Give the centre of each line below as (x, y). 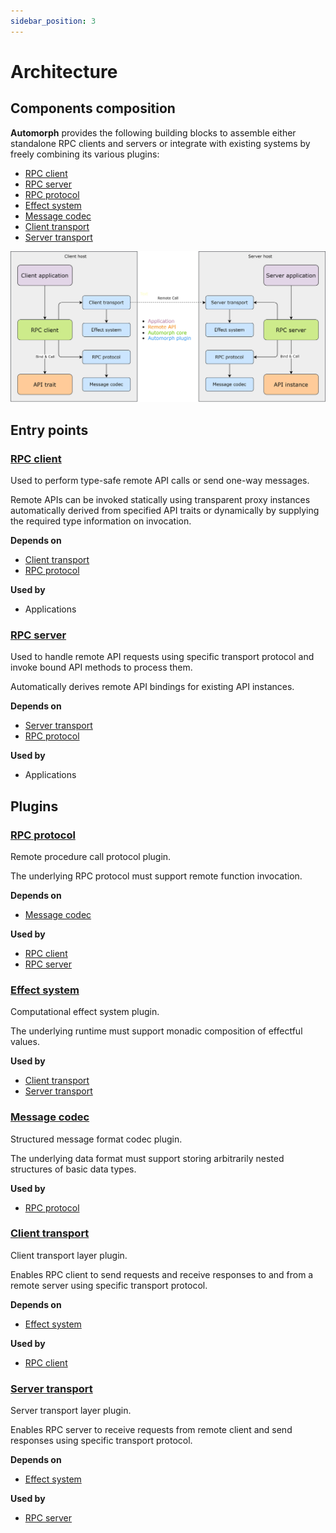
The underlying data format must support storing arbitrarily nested (147, 1158)
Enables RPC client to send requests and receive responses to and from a (162, 1274)
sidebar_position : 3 (53, 21)
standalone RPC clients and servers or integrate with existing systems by (160, 143)
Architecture (64, 71)
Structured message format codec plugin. (96, 1139)
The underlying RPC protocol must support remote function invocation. (156, 876)
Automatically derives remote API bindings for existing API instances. (152, 687)
